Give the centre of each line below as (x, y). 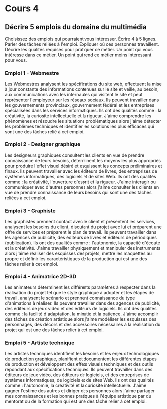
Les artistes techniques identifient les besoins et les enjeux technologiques (82, 354)
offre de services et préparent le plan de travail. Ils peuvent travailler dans (81, 232)
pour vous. (16, 60)
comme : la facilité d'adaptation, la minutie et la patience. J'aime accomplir (82, 314)
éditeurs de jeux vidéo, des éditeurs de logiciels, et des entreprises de (77, 375)
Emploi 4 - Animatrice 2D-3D (41, 276)
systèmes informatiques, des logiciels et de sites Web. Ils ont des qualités (81, 176)
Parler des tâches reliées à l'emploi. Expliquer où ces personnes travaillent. (82, 44)
